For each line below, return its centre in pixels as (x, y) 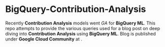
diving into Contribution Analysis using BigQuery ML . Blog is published (81, 33)
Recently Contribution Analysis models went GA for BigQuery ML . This (80, 23)
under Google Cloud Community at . (44, 39)
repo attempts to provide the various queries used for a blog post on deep (83, 28)
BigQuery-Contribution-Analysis (76, 9)
